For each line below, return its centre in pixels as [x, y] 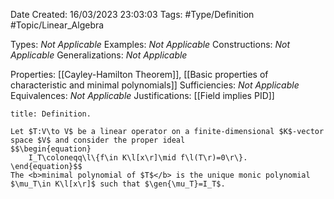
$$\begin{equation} [51, 149]
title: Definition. [51, 114]
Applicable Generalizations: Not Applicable [99, 55]
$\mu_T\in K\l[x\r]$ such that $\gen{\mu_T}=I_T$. [118, 184]
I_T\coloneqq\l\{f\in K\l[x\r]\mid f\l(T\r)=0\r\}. [138, 158]
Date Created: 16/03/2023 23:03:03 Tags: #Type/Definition [132, 14]
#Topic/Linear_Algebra [57, 25]
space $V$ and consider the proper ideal [98, 140]
